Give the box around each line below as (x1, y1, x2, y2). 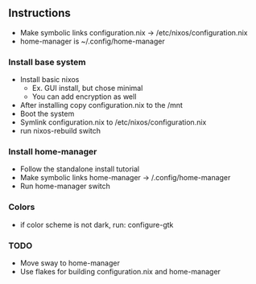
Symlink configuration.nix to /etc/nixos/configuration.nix (19, 117, 207, 127)
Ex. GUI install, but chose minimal (31, 84, 143, 93)
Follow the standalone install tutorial (19, 164, 139, 174)
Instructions (8, 6, 71, 20)
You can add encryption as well (31, 92, 137, 101)
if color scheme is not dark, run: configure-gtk (19, 220, 174, 229)
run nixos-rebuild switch (19, 126, 101, 136)
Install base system (8, 56, 86, 68)
